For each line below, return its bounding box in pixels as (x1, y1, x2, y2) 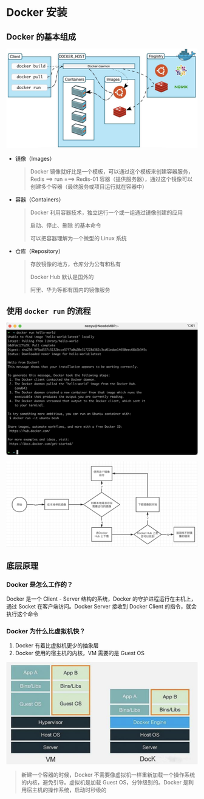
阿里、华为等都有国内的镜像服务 (30, 286, 110, 294)
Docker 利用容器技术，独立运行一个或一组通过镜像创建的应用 (30, 209, 183, 216)
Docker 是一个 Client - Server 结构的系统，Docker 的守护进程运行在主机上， (6, 595, 197, 602)
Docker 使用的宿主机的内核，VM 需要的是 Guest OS (15, 650, 144, 657)
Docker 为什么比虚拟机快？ (6, 627, 86, 636)
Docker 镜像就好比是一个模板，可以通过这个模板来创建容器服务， (30, 168, 194, 175)
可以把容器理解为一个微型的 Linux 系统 (30, 235, 127, 242)
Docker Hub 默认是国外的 (30, 274, 94, 281)
